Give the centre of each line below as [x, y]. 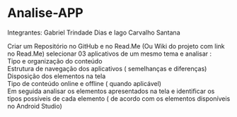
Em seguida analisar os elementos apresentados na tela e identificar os [111, 91]
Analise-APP [45, 13]
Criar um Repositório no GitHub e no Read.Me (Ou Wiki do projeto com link [116, 46]
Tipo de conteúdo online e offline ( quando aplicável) [84, 83]
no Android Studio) [35, 106]
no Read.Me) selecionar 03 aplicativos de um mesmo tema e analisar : [110, 54]
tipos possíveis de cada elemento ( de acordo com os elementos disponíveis [119, 98]
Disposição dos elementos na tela [57, 76]
